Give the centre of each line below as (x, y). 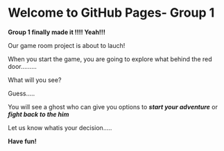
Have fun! (22, 141)
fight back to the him (38, 114)
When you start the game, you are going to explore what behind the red (110, 59)
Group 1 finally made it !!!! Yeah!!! (57, 32)
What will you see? (35, 80)
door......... (23, 66)
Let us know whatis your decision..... (60, 127)
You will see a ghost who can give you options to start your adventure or (113, 106)
